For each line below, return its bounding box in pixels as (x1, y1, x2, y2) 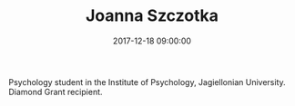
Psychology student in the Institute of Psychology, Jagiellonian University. (8, 76, 286, 87)
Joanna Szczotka (85, 5, 219, 26)
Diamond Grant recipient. (8, 86, 103, 97)
